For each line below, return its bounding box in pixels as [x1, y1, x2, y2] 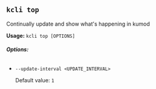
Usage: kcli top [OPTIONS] [6, 32, 75, 39]
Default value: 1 [15, 77, 55, 84]
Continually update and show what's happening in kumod [6, 20, 150, 27]
